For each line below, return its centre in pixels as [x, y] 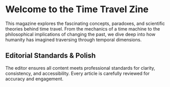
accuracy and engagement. [34, 79]
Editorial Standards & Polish [51, 56]
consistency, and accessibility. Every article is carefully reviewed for [78, 73]
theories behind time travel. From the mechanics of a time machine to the [83, 28]
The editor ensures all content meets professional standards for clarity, [80, 68]
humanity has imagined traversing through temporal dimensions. [74, 40]
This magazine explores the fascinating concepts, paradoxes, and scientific [85, 23]
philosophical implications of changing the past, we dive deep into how [80, 34]
